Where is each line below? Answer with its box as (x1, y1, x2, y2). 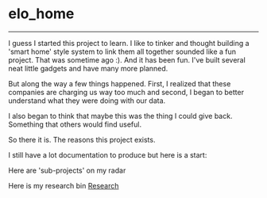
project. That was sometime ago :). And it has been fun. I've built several (8, 55, 246, 64)
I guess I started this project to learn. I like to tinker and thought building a (8, 38, 250, 48)
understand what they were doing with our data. (8, 96, 166, 105)
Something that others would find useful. (8, 120, 141, 129)
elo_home (8, 5, 75, 23)
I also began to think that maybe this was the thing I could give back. (8, 111, 233, 120)
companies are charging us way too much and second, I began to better (8, 87, 245, 97)
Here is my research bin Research (8, 181, 119, 190)
